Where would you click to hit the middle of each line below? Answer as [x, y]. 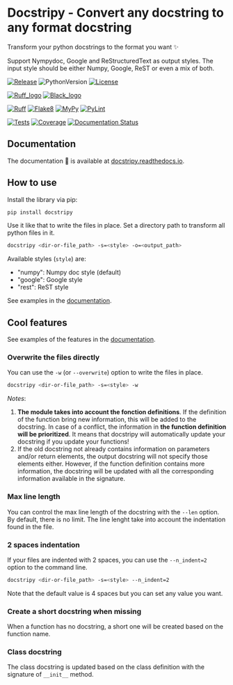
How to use [32, 183]
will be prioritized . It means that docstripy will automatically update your [121, 434]
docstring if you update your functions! [73, 442]
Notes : [17, 399]
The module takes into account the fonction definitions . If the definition [122, 412]
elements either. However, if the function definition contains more [111, 464]
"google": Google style [50, 280]
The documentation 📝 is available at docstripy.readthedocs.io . [96, 161]
